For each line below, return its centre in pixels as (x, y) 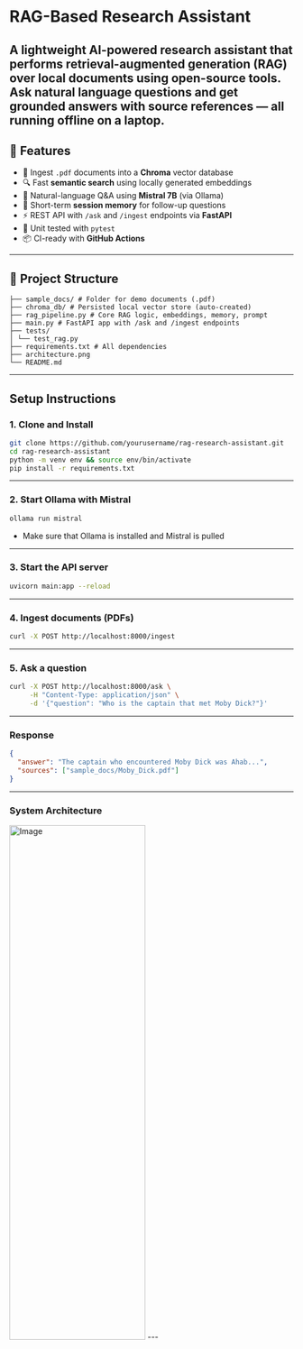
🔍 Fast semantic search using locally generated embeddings (137, 183)
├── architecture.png (50, 355)
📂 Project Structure (64, 278)
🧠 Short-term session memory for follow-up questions (124, 206)
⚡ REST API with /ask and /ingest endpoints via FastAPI (127, 216)
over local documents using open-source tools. (145, 78)
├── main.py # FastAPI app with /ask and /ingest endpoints (125, 323)
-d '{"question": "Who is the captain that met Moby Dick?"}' (149, 703)
